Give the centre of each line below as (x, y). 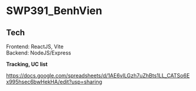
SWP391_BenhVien (54, 11)
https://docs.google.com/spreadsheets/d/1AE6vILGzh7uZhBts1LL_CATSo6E (98, 75)
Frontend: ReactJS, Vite (35, 46)
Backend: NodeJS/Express (39, 53)
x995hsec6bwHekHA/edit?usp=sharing (54, 82)
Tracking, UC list (27, 64)
